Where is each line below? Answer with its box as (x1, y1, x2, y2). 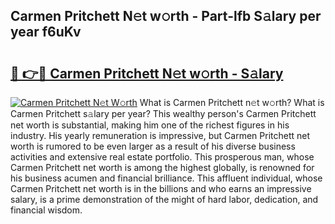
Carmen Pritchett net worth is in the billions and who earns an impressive (10, 183, 312, 194)
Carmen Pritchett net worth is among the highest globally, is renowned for (10, 162, 315, 173)
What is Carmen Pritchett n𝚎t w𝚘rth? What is (139, 97, 325, 108)
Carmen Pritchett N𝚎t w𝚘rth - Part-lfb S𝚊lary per (10, 8, 322, 25)
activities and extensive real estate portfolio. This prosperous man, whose (10, 151, 315, 163)
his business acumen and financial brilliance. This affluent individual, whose (10, 172, 323, 184)
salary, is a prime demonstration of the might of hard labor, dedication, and (10, 194, 319, 205)
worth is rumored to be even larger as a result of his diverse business (10, 140, 296, 152)
